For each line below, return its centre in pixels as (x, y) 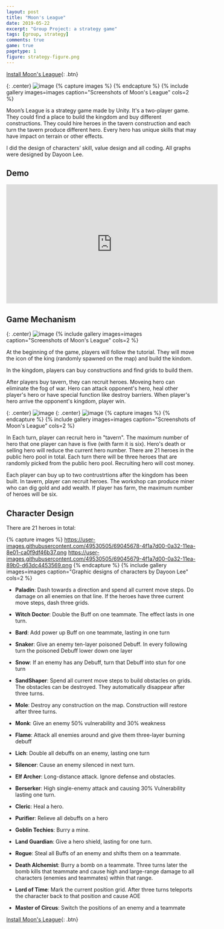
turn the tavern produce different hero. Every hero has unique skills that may (101, 129)
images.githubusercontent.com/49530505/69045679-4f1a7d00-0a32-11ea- (101, 559)
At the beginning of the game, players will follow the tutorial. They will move (101, 352)
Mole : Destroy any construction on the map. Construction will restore (101, 705)
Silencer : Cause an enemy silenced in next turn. (75, 765)
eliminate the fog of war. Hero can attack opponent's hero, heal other (92, 388)
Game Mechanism (41, 319)
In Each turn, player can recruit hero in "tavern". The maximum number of (98, 438)
